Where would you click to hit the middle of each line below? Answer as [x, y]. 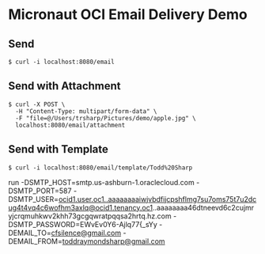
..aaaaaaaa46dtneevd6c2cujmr [203, 207]
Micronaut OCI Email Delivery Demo [128, 15]
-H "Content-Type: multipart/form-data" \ [86, 111]
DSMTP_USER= [34, 199]
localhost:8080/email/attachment [70, 125]
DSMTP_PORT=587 [40, 191]
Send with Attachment [64, 86]
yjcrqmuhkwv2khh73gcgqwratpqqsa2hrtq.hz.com [90, 216]
